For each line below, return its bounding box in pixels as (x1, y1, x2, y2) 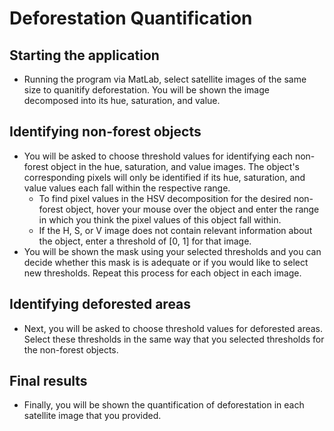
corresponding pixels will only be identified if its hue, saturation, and (23, 171, 306, 183)
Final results (9, 373, 88, 390)
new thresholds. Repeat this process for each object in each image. (23, 267, 302, 279)
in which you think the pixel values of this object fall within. (38, 213, 282, 226)
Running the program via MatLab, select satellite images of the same (23, 73, 307, 85)
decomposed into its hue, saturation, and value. (23, 95, 221, 106)
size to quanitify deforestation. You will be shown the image (23, 84, 270, 96)
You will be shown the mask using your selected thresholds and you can (23, 245, 322, 257)
